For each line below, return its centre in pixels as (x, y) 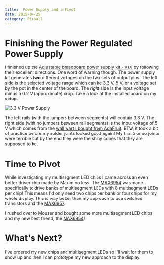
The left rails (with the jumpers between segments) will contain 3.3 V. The (80, 118)
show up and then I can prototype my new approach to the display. (73, 257)
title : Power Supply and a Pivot (41, 10)
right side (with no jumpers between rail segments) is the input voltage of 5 (81, 123)
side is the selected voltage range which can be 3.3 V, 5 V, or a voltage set (81, 83)
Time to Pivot (33, 164)
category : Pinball (24, 19)
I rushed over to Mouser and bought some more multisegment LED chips (79, 213)
